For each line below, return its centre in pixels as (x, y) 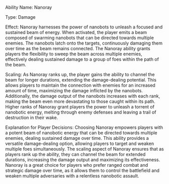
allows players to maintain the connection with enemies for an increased (80, 85)
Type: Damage (20, 17)
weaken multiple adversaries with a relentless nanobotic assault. (72, 176)
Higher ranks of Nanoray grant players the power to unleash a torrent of (80, 107)
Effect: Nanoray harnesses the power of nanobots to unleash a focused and (84, 27)
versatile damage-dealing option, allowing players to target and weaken (80, 143)
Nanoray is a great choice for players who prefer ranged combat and (77, 165)
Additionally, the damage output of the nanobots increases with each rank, (83, 96)
